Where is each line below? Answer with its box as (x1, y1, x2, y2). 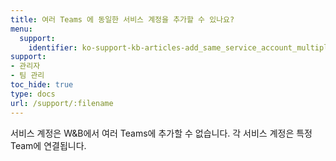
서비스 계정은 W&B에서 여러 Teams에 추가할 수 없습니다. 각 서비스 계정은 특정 (10, 127, 313, 139)
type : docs (10, 89, 56, 99)
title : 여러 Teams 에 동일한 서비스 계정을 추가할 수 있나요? (10, 14, 235, 25)
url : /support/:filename (10, 98, 114, 108)
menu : (10, 24, 33, 34)
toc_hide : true (10, 80, 74, 90)
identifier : (28, 42, 78, 53)
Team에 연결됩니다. (10, 139, 87, 151)
